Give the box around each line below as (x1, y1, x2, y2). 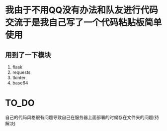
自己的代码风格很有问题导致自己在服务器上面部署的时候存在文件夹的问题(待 (5, 114, 160, 120)
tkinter (12, 75, 26, 80)
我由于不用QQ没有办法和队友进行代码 (5, 4, 158, 16)
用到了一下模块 (5, 51, 51, 59)
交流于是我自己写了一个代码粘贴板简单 (5, 17, 163, 28)
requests (12, 69, 31, 75)
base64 (12, 80, 28, 86)
